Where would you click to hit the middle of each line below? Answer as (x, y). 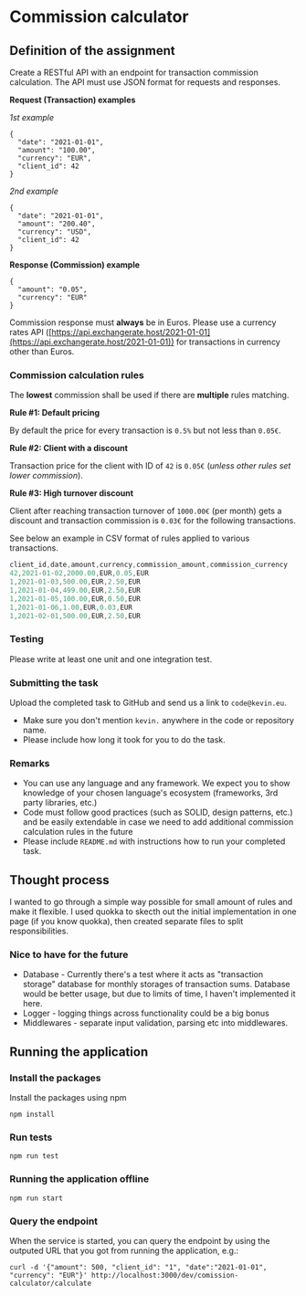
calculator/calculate (51, 1283)
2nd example (34, 191)
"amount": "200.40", (57, 224)
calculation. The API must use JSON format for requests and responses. (145, 82)
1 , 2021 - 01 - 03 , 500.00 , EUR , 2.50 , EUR (75, 582)
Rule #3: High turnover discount (72, 493)
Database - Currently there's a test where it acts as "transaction (143, 975)
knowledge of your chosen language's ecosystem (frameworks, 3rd (150, 793)
